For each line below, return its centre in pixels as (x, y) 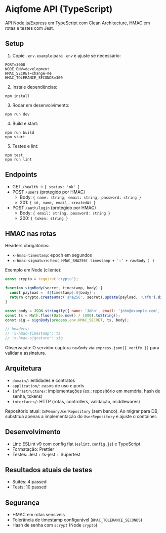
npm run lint (19, 160)
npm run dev (17, 114)
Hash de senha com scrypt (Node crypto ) (55, 525)
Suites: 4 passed (29, 482)
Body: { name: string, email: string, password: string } (81, 197)
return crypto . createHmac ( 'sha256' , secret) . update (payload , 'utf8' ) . (84, 297)
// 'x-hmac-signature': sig (34, 338)
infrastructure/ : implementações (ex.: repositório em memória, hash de (86, 391)
